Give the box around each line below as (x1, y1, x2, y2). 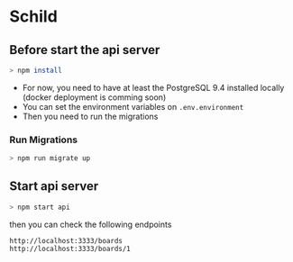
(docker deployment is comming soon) (22, 92, 167, 103)
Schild (9, 6, 59, 27)
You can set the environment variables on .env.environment (22, 101, 244, 112)
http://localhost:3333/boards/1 (9, 244, 131, 253)
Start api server (9, 178, 99, 194)
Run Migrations (9, 133, 78, 146)
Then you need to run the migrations (22, 111, 159, 122)
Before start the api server (9, 42, 160, 58)
